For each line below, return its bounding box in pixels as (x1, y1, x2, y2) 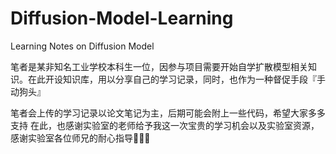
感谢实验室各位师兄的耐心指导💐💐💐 (10, 132, 151, 144)
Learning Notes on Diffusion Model (10, 40, 155, 52)
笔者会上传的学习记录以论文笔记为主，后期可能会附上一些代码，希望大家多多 (10, 107, 326, 119)
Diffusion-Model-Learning (10, 7, 234, 30)
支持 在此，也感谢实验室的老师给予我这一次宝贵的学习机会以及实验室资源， (10, 119, 320, 131)
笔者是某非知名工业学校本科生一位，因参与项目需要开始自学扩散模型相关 (10, 60, 308, 72)
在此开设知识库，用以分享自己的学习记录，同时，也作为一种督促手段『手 (27, 73, 326, 85)
